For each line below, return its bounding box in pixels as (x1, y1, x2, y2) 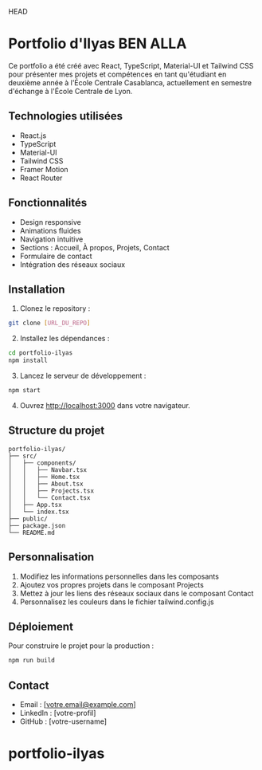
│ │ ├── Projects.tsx (8, 486, 94, 495)
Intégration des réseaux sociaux (19, 259, 126, 269)
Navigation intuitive (19, 234, 84, 244)
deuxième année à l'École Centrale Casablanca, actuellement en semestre (8, 77, 252, 87)
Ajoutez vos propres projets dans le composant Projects (19, 579, 205, 589)
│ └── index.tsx (8, 508, 69, 516)
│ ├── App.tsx (8, 501, 62, 509)
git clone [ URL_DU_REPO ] (8, 319, 91, 328)
